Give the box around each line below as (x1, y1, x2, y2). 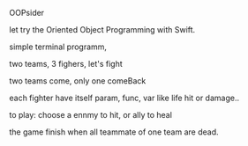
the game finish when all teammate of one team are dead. (9, 127, 219, 137)
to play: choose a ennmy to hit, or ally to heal (9, 110, 172, 120)
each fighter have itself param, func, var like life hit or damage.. (9, 92, 240, 103)
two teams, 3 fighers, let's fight (9, 59, 124, 69)
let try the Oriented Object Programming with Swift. (9, 25, 196, 34)
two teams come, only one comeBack (9, 76, 147, 86)
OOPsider (9, 8, 45, 18)
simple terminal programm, (9, 41, 108, 52)
